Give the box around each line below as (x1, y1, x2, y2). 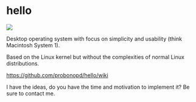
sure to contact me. (6, 89, 55, 97)
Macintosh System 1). (6, 41, 60, 49)
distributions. (6, 59, 40, 67)
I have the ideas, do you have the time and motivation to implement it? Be (6, 83, 190, 90)
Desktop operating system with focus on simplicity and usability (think (6, 35, 183, 42)
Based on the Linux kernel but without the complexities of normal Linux (6, 53, 184, 61)
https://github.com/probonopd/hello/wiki (6, 71, 108, 79)
